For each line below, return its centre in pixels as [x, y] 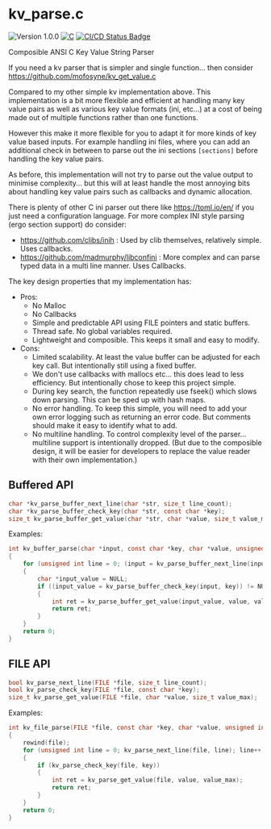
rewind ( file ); [46, 743]
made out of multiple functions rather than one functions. [104, 117]
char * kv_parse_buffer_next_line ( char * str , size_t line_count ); [120, 504]
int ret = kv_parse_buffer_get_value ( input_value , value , [151, 602]
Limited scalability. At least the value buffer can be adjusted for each [146, 356]
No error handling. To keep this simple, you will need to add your [140, 408]
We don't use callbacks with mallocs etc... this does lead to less [138, 374]
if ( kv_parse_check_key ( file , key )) [99, 765]
